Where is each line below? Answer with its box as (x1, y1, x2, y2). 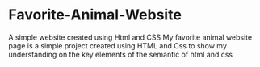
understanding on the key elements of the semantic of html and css (8, 49, 233, 59)
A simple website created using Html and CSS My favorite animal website (8, 32, 253, 42)
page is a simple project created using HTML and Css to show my (8, 40, 228, 50)
